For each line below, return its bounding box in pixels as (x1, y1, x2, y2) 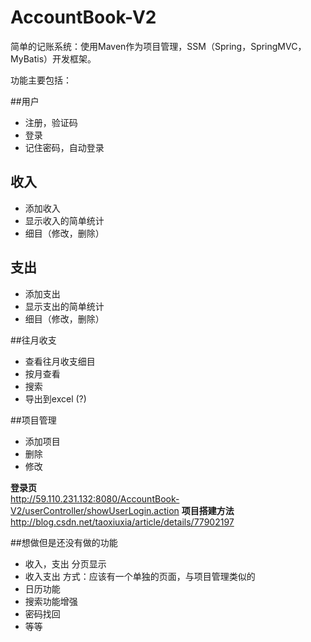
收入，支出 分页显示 (24, 557, 107, 570)
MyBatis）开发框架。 (10, 52, 97, 65)
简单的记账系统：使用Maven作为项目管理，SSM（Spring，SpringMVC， (10, 40, 307, 52)
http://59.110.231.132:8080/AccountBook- (10, 492, 180, 505)
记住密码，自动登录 (24, 141, 105, 153)
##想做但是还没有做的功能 (10, 536, 118, 548)
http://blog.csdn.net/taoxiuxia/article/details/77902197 (10, 516, 235, 528)
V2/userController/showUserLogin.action (10, 504, 180, 516)
